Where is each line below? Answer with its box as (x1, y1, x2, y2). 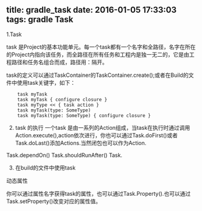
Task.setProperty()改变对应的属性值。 (6, 198, 102, 205)
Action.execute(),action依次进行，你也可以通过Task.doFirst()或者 (15, 131, 178, 139)
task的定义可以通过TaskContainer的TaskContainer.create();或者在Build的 (6, 71, 189, 79)
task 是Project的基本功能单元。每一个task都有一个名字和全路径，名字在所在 (6, 43, 196, 51)
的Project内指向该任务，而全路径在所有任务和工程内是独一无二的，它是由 (6, 51, 190, 58)
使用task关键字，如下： (16, 79, 76, 86)
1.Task (6, 30, 23, 38)
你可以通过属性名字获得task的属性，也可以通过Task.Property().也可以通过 (6, 190, 191, 197)
